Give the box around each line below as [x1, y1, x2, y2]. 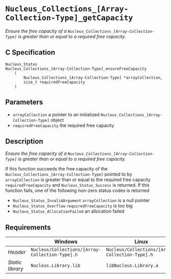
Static [8, 259, 22, 266]
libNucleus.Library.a [106, 263, 159, 269]
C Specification [5, 48, 55, 57]
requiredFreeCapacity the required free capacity [12, 122, 115, 129]
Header [8, 249, 26, 256]
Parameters [5, 98, 43, 107]
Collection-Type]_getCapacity [5, 13, 133, 23]
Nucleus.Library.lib [30, 263, 80, 269]
